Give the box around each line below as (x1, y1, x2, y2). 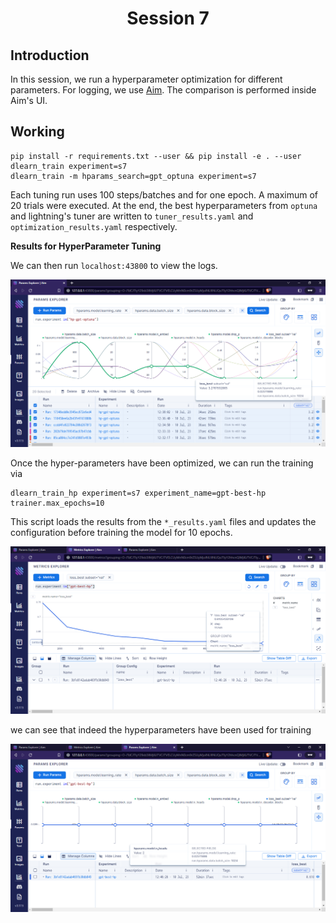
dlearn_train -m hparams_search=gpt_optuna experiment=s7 (10, 171, 257, 181)
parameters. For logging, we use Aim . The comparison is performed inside (10, 84, 317, 96)
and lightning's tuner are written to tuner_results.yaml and (10, 210, 254, 222)
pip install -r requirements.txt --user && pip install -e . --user (10, 151, 302, 161)
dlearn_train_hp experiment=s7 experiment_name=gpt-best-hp (10, 488, 267, 499)
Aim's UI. (10, 95, 48, 106)
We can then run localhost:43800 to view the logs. (10, 259, 218, 271)
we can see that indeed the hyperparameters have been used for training (10, 724, 312, 736)
